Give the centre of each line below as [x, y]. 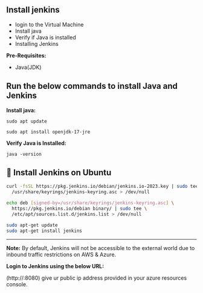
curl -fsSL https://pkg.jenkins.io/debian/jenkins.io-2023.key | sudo [97, 187]
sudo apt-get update [32, 225]
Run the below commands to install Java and [92, 86]
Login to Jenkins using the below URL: [55, 266]
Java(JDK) [28, 67]
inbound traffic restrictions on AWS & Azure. [61, 254]
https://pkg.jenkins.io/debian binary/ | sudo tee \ [79, 209]
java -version [24, 154]
